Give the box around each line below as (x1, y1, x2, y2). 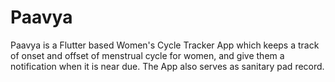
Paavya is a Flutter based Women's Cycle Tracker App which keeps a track (10, 39, 320, 51)
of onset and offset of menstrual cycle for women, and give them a (10, 49, 285, 61)
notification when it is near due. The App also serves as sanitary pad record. (10, 60, 325, 72)
